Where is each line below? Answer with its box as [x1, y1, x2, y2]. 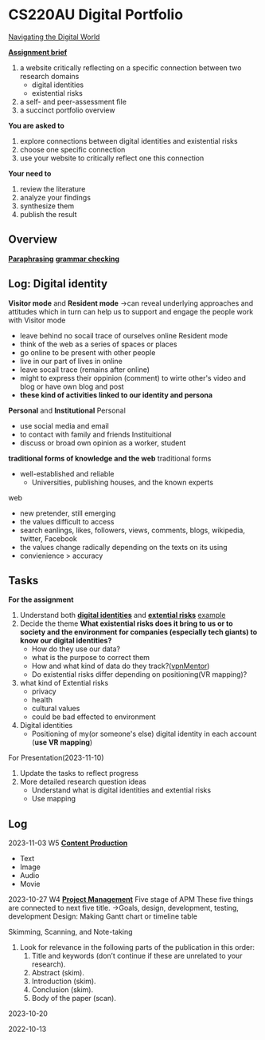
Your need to [8, 168, 52, 178]
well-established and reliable [19, 469, 115, 478]
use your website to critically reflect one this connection [19, 153, 205, 163]
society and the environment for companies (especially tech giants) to [19, 627, 258, 637]
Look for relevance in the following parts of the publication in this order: [19, 943, 255, 952]
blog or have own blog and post [19, 382, 125, 391]
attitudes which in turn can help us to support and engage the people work [8, 306, 254, 316]
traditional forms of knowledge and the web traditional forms [8, 453, 212, 463]
